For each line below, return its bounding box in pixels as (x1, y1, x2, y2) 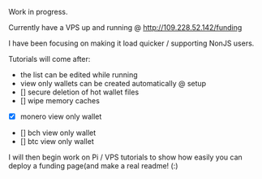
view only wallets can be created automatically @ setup (19, 79, 207, 88)
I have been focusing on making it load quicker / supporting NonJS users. (8, 38, 255, 48)
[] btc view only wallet (19, 137, 95, 146)
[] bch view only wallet (19, 128, 97, 138)
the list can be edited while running (19, 70, 138, 80)
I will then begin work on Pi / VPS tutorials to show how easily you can (8, 152, 243, 162)
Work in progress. (8, 7, 68, 16)
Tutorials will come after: (8, 55, 91, 63)
